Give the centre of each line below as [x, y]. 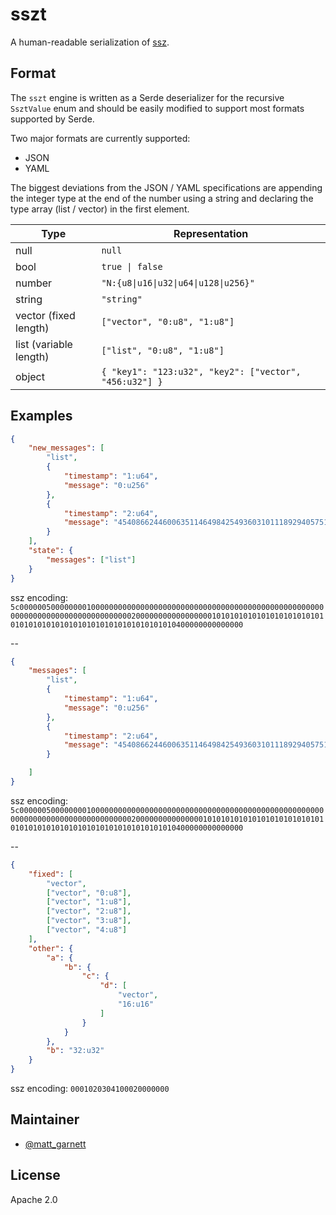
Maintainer [45, 1119]
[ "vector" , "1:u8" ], [89, 902]
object [30, 376]
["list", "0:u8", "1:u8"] [163, 350]
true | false [132, 266]
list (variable [44, 344]
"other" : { [51, 948]
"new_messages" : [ [66, 448]
